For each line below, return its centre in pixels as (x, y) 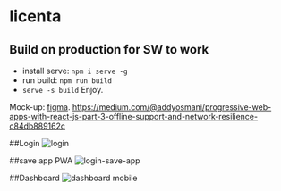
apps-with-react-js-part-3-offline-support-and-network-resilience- (133, 116)
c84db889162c (37, 126)
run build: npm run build (67, 80)
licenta (35, 17)
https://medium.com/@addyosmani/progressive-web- (172, 107)
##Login (25, 143)
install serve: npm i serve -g (75, 71)
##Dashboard (34, 178)
